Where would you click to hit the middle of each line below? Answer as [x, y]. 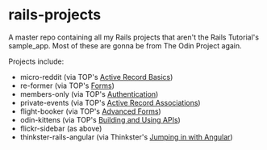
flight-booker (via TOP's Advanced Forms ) [90, 111]
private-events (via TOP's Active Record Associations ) [110, 102]
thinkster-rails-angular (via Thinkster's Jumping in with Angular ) [126, 137]
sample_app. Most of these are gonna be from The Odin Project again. [125, 45]
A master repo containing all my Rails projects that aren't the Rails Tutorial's [134, 37]
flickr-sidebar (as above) [61, 128]
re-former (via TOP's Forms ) [67, 85]
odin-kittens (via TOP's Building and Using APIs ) [100, 119]
